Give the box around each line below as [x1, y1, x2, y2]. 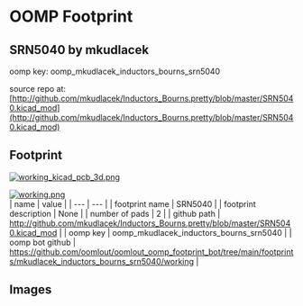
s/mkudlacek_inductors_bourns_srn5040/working [9, 256, 195, 266]
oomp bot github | [9, 237, 77, 247]
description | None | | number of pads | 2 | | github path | [9, 208, 221, 219]
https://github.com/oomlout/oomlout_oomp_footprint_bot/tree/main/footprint [9, 246, 294, 257]
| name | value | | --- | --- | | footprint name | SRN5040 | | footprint [9, 198, 257, 209]
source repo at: [9, 84, 66, 94]
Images [9, 282, 52, 298]
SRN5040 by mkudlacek [9, 42, 150, 58]
